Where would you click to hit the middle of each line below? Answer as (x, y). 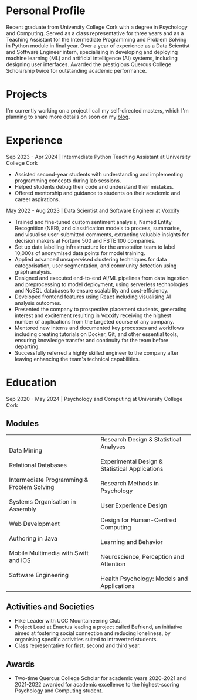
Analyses (113, 447)
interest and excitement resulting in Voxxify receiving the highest (93, 315)
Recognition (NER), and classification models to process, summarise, (98, 228)
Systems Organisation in (43, 501)
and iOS (20, 560)
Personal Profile (46, 11)
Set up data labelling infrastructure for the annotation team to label (95, 247)
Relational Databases (38, 465)
